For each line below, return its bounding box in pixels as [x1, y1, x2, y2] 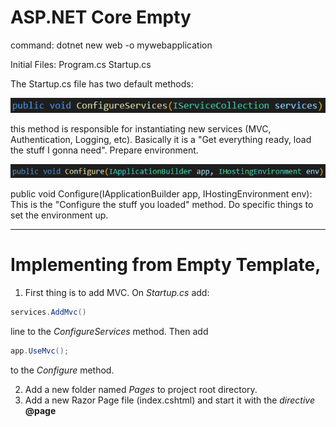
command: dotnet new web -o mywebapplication [10, 39, 213, 51]
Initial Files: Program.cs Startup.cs [10, 58, 152, 70]
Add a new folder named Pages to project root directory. [24, 383, 258, 395]
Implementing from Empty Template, [10, 254, 322, 276]
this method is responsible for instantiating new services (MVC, [10, 123, 272, 135]
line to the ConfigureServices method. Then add [10, 325, 209, 337]
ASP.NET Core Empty [10, 6, 192, 29]
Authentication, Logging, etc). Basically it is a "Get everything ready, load [10, 134, 312, 146]
